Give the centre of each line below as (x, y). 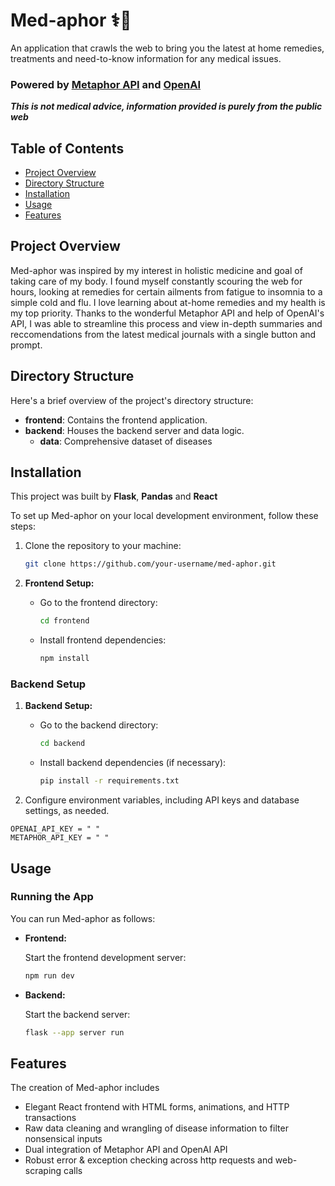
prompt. (26, 345)
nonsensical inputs (63, 1139)
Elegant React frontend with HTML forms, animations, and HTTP (157, 1107)
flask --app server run (74, 1032)
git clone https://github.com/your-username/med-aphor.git (150, 564)
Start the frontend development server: (105, 957)
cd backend (62, 744)
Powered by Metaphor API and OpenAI (106, 84)
